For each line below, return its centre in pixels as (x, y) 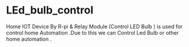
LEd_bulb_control (50, 10)
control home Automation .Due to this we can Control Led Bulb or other (92, 32)
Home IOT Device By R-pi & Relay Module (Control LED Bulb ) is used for (94, 26)
